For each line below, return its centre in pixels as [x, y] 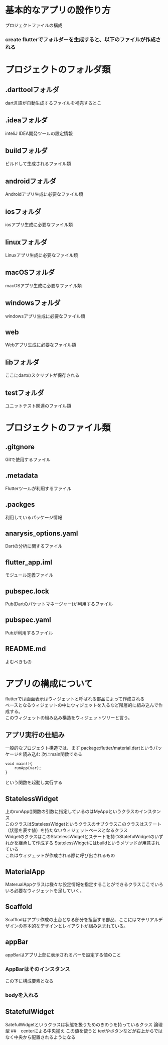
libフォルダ [22, 362]
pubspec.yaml [28, 620]
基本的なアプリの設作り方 [58, 10]
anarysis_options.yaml [42, 533]
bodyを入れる [22, 995]
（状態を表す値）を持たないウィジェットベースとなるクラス [66, 830]
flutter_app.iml [29, 562]
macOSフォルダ [30, 272]
